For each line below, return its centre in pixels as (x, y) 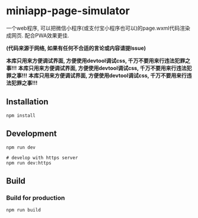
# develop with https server (42, 158)
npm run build (24, 210)
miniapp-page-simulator (68, 11)
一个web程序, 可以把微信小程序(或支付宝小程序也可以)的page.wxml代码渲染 (98, 28)
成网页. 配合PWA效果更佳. (38, 35)
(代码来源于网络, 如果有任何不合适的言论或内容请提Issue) (76, 48)
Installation (27, 102)
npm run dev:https (29, 163)
